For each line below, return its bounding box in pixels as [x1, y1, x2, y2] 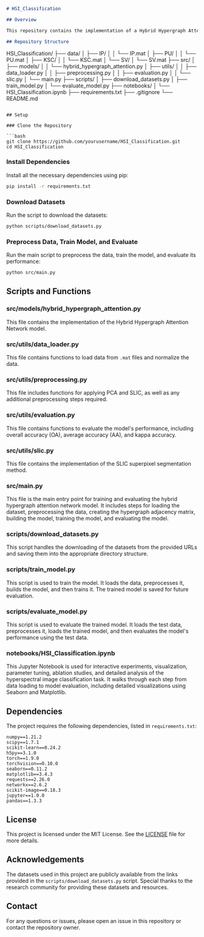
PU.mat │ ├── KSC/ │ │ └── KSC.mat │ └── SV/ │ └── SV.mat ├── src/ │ [6, 56, 195, 63]
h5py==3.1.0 [6, 750, 36, 756]
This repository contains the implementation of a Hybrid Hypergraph [6, 27, 186, 33]
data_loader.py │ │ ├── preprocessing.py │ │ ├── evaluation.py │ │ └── [6, 69, 191, 76]
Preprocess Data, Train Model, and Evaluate [6, 237, 138, 246]
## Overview [6, 16, 36, 22]
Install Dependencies [6, 158, 70, 166]
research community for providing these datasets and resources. [6, 884, 169, 891]
